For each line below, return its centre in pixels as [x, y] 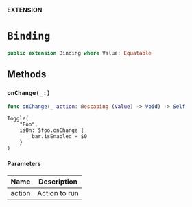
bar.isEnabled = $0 [60, 137]
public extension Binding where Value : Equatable [80, 53]
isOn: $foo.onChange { [52, 130]
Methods [27, 74]
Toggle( [18, 119]
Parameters [24, 163]
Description [58, 182]
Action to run [58, 193]
